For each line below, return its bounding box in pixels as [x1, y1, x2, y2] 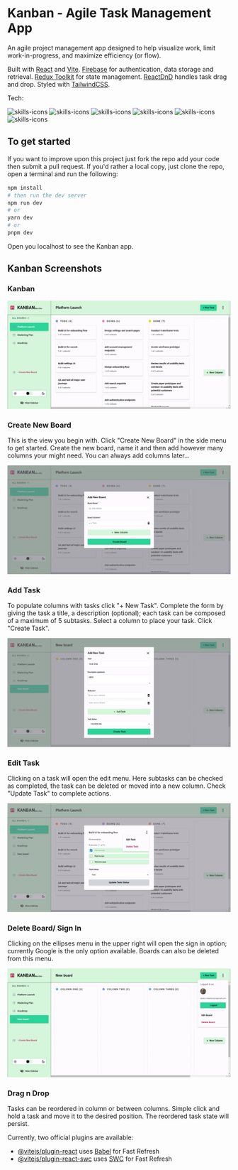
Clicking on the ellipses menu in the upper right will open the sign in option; [7, 939, 227, 948]
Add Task [7, 585, 41, 595]
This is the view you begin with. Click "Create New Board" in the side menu [7, 436, 227, 445]
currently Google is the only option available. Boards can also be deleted [7, 947, 220, 955]
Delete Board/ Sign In [7, 923, 81, 933]
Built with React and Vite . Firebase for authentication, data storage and [7, 65, 214, 73]
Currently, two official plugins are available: [7, 1133, 134, 1142]
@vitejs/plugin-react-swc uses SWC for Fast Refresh [17, 1154, 172, 1163]
